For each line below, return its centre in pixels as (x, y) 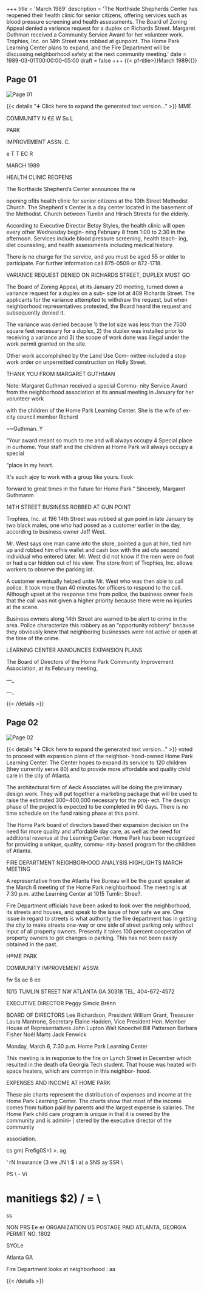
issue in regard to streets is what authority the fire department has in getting (102, 918)
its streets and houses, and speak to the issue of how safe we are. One (95, 912)
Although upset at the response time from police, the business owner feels (100, 594)
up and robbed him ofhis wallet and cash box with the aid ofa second (93, 549)
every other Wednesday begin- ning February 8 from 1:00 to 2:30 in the (96, 232)
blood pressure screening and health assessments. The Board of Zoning (97, 22)
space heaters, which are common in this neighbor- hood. (79, 1071)
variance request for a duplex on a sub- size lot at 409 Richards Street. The (101, 293)
